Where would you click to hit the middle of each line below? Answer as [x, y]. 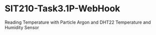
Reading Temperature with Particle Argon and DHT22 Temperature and [78, 22]
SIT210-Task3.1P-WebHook [62, 9]
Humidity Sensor [22, 27]
